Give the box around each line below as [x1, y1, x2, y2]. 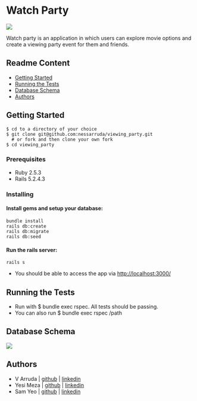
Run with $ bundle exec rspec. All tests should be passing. [14, 303, 159, 310]
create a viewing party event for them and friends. [6, 41, 130, 48]
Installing [6, 190, 34, 198]
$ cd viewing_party [6, 141, 55, 148]
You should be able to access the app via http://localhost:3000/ [14, 270, 171, 277]
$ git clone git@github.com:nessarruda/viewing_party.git [6, 131, 153, 137]
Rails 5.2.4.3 [14, 175, 46, 182]
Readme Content [6, 58, 70, 69]
